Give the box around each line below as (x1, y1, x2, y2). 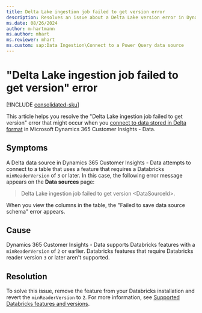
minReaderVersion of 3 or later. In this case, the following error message (6, 172, 183, 179)
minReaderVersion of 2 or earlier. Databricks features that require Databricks (6, 247, 194, 255)
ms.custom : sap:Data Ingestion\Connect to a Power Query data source (6, 43, 185, 49)
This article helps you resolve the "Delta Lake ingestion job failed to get (6, 113, 183, 120)
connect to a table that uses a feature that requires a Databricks (6, 165, 164, 172)
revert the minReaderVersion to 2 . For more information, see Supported (6, 294, 180, 301)
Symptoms (6, 143, 48, 153)
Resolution (6, 271, 47, 282)
